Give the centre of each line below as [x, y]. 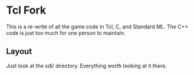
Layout [19, 52]
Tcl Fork [26, 10]
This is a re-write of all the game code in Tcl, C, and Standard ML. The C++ [97, 27]
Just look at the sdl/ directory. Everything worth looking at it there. [86, 66]
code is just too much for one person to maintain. [66, 32]
